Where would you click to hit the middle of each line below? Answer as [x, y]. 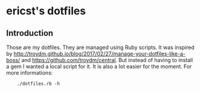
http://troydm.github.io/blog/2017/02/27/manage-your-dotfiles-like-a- [100, 54]
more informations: [30, 73]
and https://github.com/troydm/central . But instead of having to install [107, 60]
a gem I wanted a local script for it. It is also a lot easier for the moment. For [99, 66]
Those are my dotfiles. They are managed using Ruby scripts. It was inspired [100, 47]
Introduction [30, 33]
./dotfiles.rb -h [39, 84]
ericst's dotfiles [46, 11]
